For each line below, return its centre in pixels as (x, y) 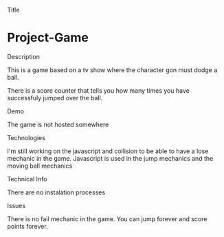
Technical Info (27, 179)
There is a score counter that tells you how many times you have (99, 90)
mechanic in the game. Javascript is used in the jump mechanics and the (110, 158)
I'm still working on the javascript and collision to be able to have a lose (108, 151)
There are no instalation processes (56, 192)
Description (23, 56)
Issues (16, 205)
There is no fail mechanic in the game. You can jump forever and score (107, 218)
